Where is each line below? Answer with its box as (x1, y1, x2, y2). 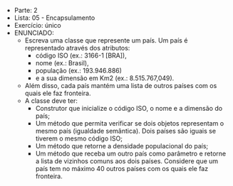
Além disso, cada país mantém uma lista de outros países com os (24, 82, 217, 89)
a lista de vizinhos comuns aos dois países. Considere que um (35, 157, 219, 165)
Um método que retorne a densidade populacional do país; (35, 142, 209, 150)
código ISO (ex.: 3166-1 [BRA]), (35, 51, 127, 60)
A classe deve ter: (24, 97, 78, 105)
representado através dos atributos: (24, 44, 130, 52)
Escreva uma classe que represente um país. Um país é (24, 36, 188, 45)
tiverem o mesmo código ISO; (35, 134, 123, 143)
